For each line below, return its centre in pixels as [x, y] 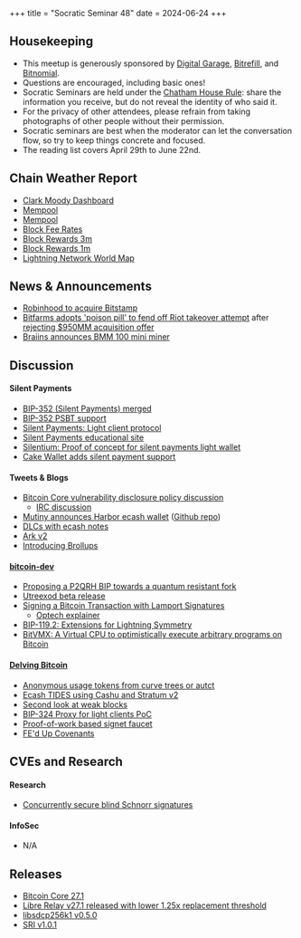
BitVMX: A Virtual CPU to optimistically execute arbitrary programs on [152, 635]
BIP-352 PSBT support [64, 418]
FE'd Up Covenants [58, 733]
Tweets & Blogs [39, 477]
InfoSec [24, 825]
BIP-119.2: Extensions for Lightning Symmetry [107, 625]
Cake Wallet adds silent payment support [99, 457]
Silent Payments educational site [83, 437]
